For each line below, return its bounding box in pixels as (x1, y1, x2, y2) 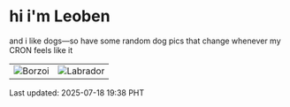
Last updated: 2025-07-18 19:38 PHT (9, 87, 145, 98)
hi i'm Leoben (9, 6, 111, 27)
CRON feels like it (9, 44, 73, 55)
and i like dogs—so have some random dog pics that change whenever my (9, 35, 281, 46)
